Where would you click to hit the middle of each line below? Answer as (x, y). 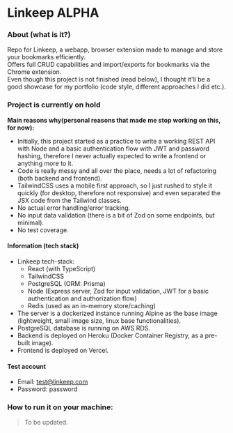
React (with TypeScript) (62, 268)
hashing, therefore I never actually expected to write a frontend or (112, 155)
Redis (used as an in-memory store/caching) (92, 305)
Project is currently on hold (54, 105)
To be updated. (46, 423)
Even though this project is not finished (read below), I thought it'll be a (109, 79)
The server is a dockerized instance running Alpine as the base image (117, 313)
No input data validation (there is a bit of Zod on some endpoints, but (116, 215)
